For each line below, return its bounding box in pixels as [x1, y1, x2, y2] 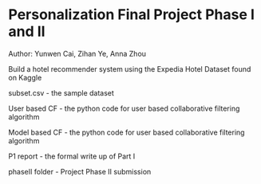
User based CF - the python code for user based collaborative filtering [8, 104, 240, 113]
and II [8, 22, 45, 41]
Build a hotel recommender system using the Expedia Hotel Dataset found [8, 64, 251, 73]
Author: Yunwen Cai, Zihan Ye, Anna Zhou [8, 49, 146, 58]
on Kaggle [8, 72, 42, 82]
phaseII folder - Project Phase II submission [8, 166, 152, 176]
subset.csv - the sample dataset [8, 88, 114, 97]
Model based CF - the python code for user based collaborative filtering [8, 127, 245, 137]
